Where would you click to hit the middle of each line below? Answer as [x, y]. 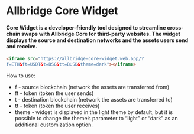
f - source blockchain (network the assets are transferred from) [92, 87]
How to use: [21, 76]
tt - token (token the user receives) [57, 106]
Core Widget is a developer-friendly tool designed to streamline [86, 27]
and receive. [22, 46]
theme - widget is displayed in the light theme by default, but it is [94, 112]
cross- [175, 27]
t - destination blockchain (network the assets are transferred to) [93, 100]
